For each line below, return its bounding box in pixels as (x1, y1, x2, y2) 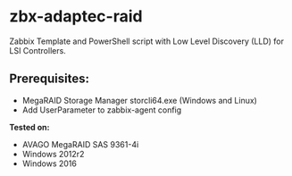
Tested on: (9, 122, 50, 132)
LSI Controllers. (9, 45, 67, 55)
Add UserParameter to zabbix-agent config (21, 105, 182, 115)
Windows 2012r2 (21, 148, 85, 159)
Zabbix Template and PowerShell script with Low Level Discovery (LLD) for (9, 36, 284, 46)
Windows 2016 (21, 158, 78, 169)
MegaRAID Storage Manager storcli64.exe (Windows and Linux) (21, 95, 257, 105)
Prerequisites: (9, 71, 89, 87)
